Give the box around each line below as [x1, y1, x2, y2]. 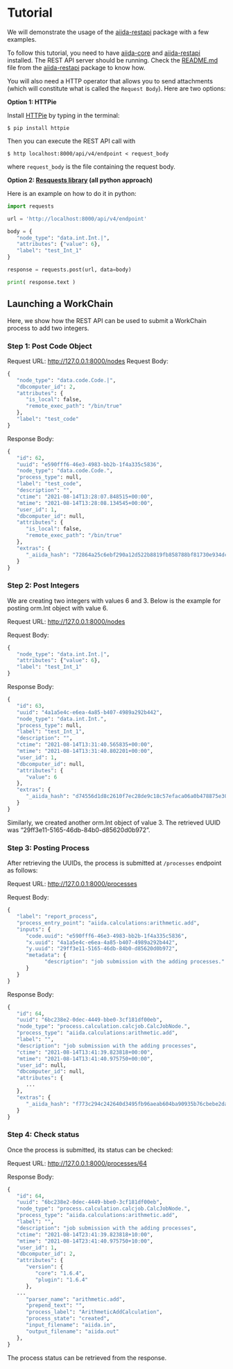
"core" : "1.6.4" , [35, 1270, 85, 1277]
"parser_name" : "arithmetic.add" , [25, 1295, 126, 1303]
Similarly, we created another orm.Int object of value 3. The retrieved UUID [7, 818, 221, 827]
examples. [7, 35, 37, 43]
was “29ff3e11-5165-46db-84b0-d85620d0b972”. [7, 825, 150, 834]
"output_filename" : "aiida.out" [25, 1328, 119, 1335]
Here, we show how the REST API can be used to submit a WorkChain [7, 316, 207, 324]
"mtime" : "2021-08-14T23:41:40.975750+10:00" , [16, 1238, 154, 1245]
